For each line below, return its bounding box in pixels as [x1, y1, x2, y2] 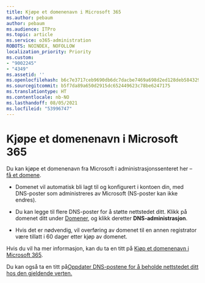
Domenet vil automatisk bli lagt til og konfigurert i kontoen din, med [15, 183, 184, 191]
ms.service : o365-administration [6, 37, 92, 43]
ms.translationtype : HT [6, 89, 67, 95]
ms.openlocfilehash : [6, 77, 59, 83]
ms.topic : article [6, 32, 53, 38]
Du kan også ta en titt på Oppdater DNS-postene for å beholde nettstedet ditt [6, 263, 199, 271]
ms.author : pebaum [6, 15, 53, 21]
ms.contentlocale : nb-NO [6, 94, 70, 100]
